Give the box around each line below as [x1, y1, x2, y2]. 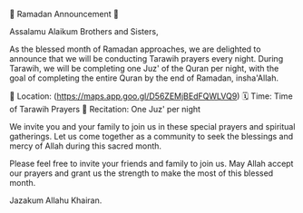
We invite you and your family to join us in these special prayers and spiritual [9, 121, 296, 131]
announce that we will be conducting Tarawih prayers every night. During [9, 53, 284, 63]
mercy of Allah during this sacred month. [9, 140, 161, 151]
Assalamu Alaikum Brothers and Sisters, [9, 26, 159, 36]
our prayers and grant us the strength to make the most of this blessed [9, 168, 274, 179]
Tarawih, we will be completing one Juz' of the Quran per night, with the [9, 63, 279, 73]
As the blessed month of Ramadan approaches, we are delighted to [9, 44, 261, 54]
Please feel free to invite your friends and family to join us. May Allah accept [9, 159, 294, 169]
